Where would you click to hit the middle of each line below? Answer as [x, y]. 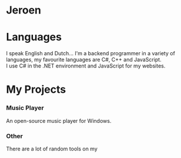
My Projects [36, 90]
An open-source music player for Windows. [59, 120]
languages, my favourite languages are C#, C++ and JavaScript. [84, 60]
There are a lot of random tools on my [52, 149]
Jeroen [24, 10]
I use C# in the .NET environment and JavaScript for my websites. [86, 66]
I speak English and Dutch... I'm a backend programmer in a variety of [90, 53]
